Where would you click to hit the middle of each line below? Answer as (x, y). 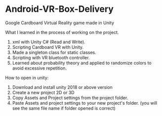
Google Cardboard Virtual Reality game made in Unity (60, 23)
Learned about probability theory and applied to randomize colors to (82, 63)
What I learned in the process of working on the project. (62, 32)
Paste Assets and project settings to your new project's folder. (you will (84, 103)
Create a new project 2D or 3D (43, 92)
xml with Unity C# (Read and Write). (49, 42)
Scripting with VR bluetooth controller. (51, 57)
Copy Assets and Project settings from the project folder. (70, 98)
